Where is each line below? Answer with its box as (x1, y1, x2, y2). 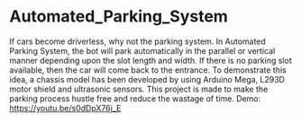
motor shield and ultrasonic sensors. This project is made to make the (9, 83, 269, 94)
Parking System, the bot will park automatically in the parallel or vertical (9, 45, 276, 56)
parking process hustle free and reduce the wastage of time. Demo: (9, 92, 261, 104)
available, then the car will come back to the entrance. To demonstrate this (9, 65, 287, 75)
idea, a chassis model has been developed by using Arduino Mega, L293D (9, 74, 286, 84)
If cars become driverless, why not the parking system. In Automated (9, 36, 266, 47)
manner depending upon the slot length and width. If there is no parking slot (9, 55, 292, 65)
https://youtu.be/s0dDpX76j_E (9, 102, 122, 113)
